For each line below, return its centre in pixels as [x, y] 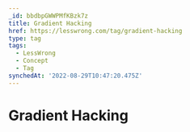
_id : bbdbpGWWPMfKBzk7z [49, 16]
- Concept [32, 61]
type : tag [25, 38]
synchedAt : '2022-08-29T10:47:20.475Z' [76, 76]
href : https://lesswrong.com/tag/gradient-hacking [95, 31]
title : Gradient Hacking [50, 23]
